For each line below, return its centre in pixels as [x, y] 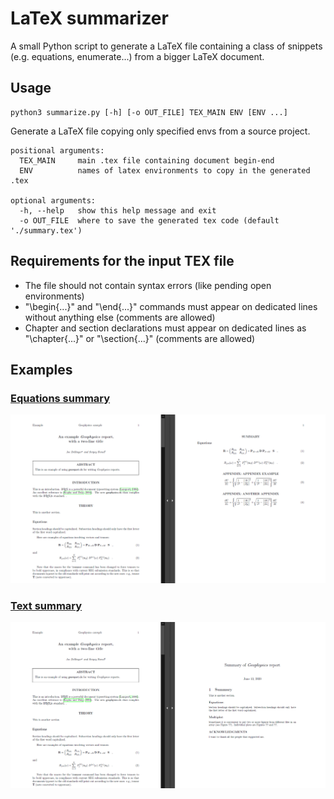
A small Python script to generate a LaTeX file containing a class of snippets [166, 46]
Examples [41, 369]
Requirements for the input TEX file [122, 261]
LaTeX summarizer [89, 18]
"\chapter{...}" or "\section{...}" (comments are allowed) [140, 338]
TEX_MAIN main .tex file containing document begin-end [147, 160]
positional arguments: [57, 150]
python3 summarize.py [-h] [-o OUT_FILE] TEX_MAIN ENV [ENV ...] [149, 112]
